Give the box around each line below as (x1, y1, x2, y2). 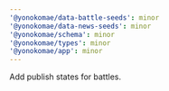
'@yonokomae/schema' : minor (9, 30, 116, 39)
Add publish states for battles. (9, 71, 122, 82)
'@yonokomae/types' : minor (9, 38, 111, 48)
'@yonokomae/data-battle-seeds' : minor (9, 13, 160, 23)
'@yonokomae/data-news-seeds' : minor (9, 22, 152, 31)
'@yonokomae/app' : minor (9, 47, 103, 56)
